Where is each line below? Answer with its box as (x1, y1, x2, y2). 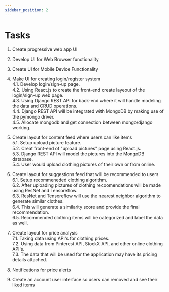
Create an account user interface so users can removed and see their (12, 276, 158, 282)
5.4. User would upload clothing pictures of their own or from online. (12, 161, 155, 167)
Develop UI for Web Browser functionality (12, 56, 99, 62)
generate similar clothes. (12, 198, 64, 204)
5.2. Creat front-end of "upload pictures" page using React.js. (12, 145, 142, 151)
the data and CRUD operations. (12, 103, 78, 109)
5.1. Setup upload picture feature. (12, 139, 82, 145)
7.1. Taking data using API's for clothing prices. (12, 235, 110, 241)
